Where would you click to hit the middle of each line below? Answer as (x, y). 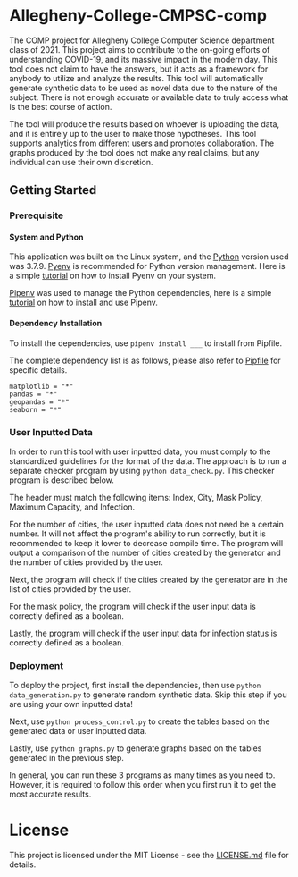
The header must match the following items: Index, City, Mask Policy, (136, 497)
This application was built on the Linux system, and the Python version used (149, 257)
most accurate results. (50, 794)
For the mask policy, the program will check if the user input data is (132, 606)
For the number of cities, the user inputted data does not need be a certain (146, 524)
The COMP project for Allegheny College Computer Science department (142, 40)
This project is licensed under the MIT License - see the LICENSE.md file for (149, 856)
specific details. (38, 370)
